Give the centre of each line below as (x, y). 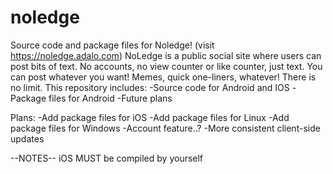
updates (27, 138)
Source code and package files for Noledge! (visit (112, 45)
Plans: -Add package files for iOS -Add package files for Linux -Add (150, 117)
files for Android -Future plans (110, 98)
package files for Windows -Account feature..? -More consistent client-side (165, 128)
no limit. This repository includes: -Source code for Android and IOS (150, 87)
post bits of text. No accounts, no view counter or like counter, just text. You (166, 66)
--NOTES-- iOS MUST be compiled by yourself (107, 158)
